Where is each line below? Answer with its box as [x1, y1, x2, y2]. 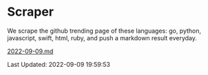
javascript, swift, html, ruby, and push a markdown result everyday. [7, 33, 198, 42]
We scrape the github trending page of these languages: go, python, [7, 27, 202, 35]
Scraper [7, 4, 54, 20]
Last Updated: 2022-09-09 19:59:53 [7, 60, 110, 68]
